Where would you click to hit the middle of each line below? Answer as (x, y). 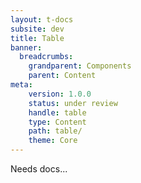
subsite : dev (37, 29)
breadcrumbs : (46, 57)
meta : (21, 85)
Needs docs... (39, 169)
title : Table (37, 38)
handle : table (57, 112)
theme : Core (53, 141)
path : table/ (55, 131)
